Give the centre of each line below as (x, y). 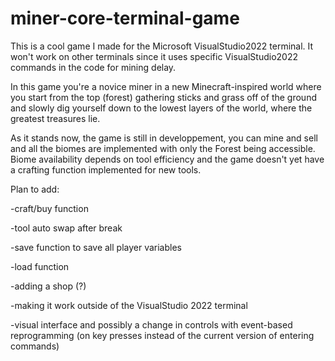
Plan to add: (35, 189)
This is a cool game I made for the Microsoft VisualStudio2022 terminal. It (162, 46)
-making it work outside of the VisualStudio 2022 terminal (129, 305)
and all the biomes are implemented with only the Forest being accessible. (163, 148)
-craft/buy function (49, 208)
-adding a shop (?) (48, 286)
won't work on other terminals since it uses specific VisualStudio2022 (154, 56)
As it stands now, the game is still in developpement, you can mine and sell (164, 138)
